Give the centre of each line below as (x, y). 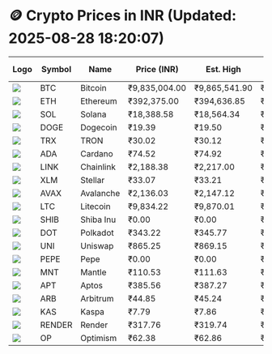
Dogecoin (99, 127)
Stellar (93, 180)
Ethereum (99, 100)
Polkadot (98, 232)
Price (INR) (157, 69)
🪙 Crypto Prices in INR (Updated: (123, 16)
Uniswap (97, 245)
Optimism (99, 338)
